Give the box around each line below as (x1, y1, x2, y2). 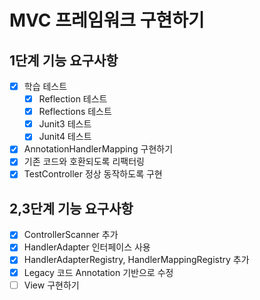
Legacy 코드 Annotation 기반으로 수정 (23, 266, 174, 278)
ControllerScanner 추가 (23, 229, 119, 241)
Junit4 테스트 (38, 131, 92, 143)
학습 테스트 (23, 81, 68, 92)
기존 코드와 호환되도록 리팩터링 (23, 156, 145, 168)
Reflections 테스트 (38, 106, 112, 118)
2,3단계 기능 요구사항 (9, 200, 134, 217)
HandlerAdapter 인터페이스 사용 (23, 241, 151, 253)
